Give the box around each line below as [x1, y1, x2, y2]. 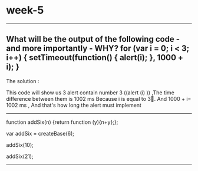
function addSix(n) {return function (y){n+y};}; [6, 119, 118, 126]
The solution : [6, 77, 39, 84]
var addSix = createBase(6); [6, 130, 75, 137]
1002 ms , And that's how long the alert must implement [6, 101, 141, 108]
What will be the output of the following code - [6, 34, 180, 44]
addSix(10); [6, 141, 34, 148]
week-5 [6, 4, 44, 17]
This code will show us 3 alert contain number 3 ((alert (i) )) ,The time [6, 89, 175, 96]
